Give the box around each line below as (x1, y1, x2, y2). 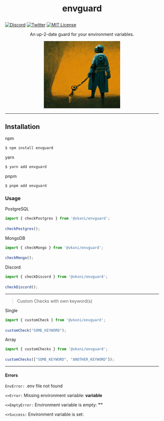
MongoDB (5, 235, 25, 241)
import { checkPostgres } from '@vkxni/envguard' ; (5, 216, 110, 221)
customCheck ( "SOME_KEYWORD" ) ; (5, 328, 67, 333)
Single (5, 307, 18, 313)
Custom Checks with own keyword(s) (17, 298, 93, 304)
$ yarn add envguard (5, 164, 47, 169)
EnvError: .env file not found (5, 383, 62, 389)
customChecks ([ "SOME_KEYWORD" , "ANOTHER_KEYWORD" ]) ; (5, 357, 115, 362)
